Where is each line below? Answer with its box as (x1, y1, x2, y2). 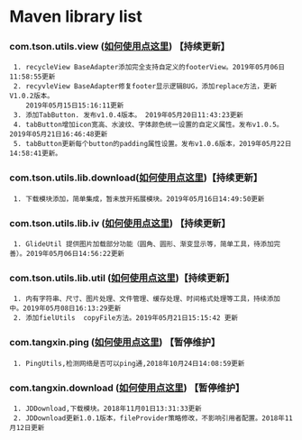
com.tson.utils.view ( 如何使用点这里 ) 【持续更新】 (9, 41, 230, 53)
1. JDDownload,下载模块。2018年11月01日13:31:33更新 (13, 404, 202, 413)
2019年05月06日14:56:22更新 (25, 250, 124, 259)
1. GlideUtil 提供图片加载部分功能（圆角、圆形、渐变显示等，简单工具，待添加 (13, 240, 274, 249)
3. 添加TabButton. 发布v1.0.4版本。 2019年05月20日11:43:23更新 (13, 111, 243, 120)
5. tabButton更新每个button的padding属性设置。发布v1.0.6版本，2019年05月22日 (13, 140, 292, 149)
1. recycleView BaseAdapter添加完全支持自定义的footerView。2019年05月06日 (13, 63, 286, 72)
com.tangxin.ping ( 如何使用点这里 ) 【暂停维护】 (9, 336, 221, 349)
